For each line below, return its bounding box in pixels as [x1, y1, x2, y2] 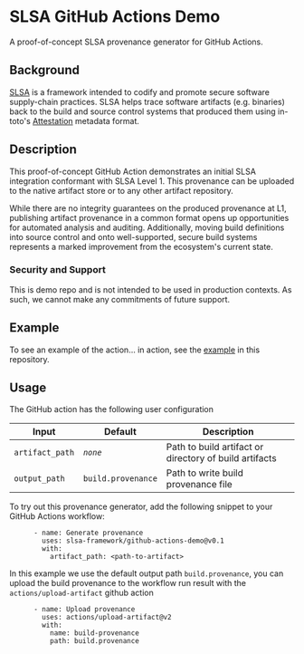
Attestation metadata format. [33, 115, 140, 126]
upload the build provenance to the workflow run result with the [9, 578, 247, 589]
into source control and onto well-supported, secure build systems [9, 231, 258, 242]
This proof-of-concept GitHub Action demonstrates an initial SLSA [9, 166, 256, 177]
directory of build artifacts [166, 452, 278, 465]
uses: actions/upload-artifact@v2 [42, 613, 172, 622]
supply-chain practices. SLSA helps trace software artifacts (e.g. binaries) [9, 96, 285, 107]
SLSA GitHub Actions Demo [9, 6, 221, 27]
